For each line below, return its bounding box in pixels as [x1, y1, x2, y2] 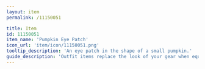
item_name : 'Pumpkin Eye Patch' [6, 37, 88, 43]
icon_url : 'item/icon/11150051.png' [6, 42, 99, 48]
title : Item [6, 25, 37, 31]
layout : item [6, 8, 40, 15]
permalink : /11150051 [6, 15, 62, 21]
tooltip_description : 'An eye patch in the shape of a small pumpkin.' [6, 48, 192, 54]
